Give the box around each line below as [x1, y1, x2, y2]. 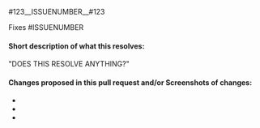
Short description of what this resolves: [8, 41, 145, 51]
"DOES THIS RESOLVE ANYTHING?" [8, 59, 130, 69]
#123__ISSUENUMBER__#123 [8, 7, 105, 16]
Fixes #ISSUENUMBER [8, 23, 84, 32]
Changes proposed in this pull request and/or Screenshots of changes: [8, 77, 253, 87]
